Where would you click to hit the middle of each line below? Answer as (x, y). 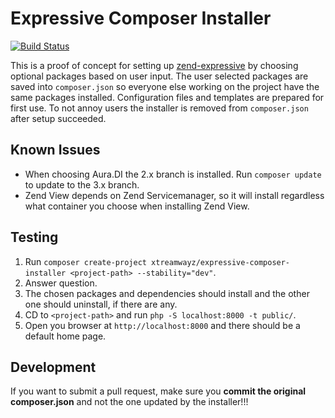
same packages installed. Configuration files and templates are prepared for (167, 97)
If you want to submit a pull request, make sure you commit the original (158, 391)
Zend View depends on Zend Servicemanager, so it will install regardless (174, 195)
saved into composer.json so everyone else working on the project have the (165, 86)
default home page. (65, 336)
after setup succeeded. (58, 118)
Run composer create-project (85, 261)
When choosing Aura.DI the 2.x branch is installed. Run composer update (173, 174)
